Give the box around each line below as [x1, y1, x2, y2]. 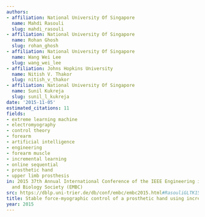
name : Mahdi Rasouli [12, 20, 64, 26]
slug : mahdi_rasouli [12, 26, 64, 32]
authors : [6, 9, 29, 15]
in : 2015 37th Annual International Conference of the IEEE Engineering [6, 179, 195, 185]
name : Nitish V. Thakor [12, 71, 72, 77]
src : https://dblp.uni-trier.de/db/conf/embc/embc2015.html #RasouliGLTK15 [6, 190, 201, 196]
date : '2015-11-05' [6, 99, 56, 105]
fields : [6, 111, 26, 117]
